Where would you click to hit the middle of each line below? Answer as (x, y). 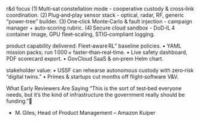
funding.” (17, 101)
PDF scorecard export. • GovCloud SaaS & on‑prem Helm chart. (85, 59)
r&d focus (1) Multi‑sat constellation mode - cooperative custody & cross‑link (100, 9)
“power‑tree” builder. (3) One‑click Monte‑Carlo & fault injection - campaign (99, 21)
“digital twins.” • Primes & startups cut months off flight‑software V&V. (93, 77)
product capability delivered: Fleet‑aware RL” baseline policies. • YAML (94, 46)
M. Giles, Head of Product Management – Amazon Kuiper (85, 113)
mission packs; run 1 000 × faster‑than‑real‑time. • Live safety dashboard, (97, 52)
